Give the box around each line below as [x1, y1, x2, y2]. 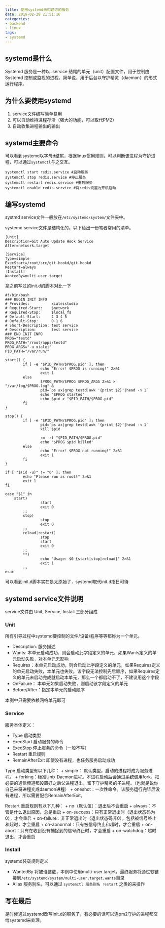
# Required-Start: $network [5, 306, 69, 311]
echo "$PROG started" [40, 392, 85, 397]
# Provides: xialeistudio [5, 301, 78, 306]
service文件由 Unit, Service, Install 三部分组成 [5, 608, 98, 614]
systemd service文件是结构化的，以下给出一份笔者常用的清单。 [5, 225, 134, 231]
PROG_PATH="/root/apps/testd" [5, 340, 67, 345]
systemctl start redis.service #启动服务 [5, 170, 89, 175]
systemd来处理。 [9, 917, 44, 923]
